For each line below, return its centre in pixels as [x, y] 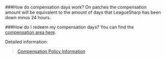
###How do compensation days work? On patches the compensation [76, 7]
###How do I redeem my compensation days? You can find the [69, 27]
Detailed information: [27, 42]
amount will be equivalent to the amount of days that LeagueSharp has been [83, 12]
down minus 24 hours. [28, 17]
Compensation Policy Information [51, 51]
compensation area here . [31, 32]
